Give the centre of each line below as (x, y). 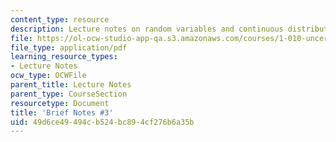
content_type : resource (60, 19)
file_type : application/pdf (69, 47)
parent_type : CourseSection (69, 94)
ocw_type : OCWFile (48, 76)
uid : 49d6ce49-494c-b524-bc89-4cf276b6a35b (102, 122)
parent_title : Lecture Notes (71, 85)
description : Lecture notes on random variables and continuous (147, 29)
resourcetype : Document (60, 103)
